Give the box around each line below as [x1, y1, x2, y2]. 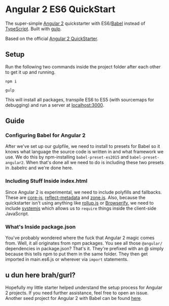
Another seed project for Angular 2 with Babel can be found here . [5, 295, 142, 301]
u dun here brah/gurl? [5, 271, 76, 280]
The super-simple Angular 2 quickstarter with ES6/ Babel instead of [5, 20, 146, 26]
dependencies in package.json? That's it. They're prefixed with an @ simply [5, 246, 164, 252]
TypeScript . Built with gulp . [5, 25, 62, 31]
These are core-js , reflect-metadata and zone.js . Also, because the [5, 194, 146, 201]
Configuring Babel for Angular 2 [5, 132, 86, 139]
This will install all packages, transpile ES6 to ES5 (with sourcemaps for [5, 96, 154, 102]
